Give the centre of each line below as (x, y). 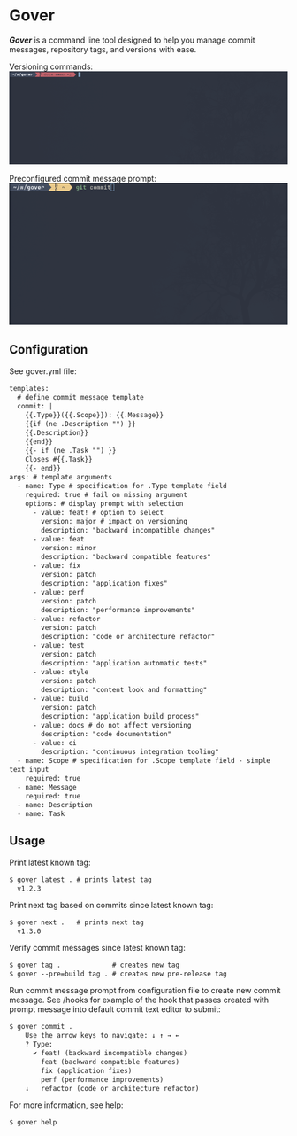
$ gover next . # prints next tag (76, 922)
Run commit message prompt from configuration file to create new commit (145, 990)
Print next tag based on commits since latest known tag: (111, 905)
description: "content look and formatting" (124, 689)
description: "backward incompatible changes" (128, 530)
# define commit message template (80, 397)
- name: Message (47, 787)
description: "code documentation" (107, 734)
